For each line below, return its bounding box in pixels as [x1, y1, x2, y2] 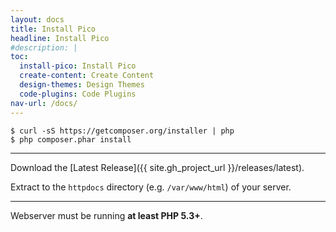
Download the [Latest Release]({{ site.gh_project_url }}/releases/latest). [10, 161, 305, 173]
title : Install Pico [10, 24, 97, 34]
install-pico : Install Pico [19, 61, 137, 71]
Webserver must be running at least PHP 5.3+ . [10, 209, 203, 221]
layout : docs [10, 14, 65, 25]
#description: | [10, 42, 78, 53]
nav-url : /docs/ [10, 98, 78, 108]
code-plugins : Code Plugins [19, 89, 137, 99]
